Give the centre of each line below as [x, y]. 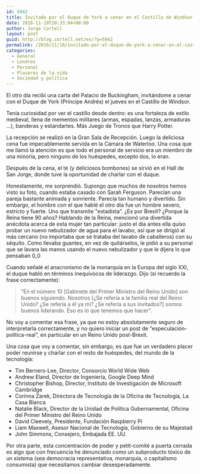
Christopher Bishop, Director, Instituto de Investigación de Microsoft [98, 383]
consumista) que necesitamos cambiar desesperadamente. [79, 465]
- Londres [24, 61]
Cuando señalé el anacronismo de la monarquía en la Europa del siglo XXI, [97, 267]
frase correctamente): [33, 280]
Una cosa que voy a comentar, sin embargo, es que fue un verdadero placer [100, 346]
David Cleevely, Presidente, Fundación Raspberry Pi [79, 421]
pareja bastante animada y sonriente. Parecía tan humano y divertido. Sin [96, 199]
